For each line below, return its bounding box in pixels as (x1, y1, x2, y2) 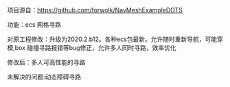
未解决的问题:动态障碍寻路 (7, 73, 82, 81)
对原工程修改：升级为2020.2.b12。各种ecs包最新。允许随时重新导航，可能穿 (7, 35, 223, 43)
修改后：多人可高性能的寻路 (7, 58, 86, 66)
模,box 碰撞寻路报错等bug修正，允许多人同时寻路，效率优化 (7, 44, 176, 51)
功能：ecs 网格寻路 (7, 21, 62, 29)
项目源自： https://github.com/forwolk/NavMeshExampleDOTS (7, 6, 183, 14)
